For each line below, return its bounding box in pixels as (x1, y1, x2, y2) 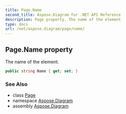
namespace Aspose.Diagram (12, 98, 73, 104)
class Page (12, 92, 36, 98)
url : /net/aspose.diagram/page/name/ (5, 26, 85, 32)
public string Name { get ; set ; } (5, 68, 78, 74)
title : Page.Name (5, 7, 42, 13)
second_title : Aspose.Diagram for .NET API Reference (5, 12, 121, 17)
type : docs (5, 21, 28, 27)
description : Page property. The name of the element (5, 17, 121, 22)
